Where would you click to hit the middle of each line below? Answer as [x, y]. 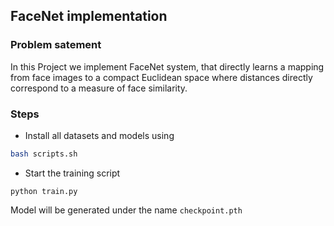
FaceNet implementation [89, 16]
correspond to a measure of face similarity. [99, 88]
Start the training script [72, 173]
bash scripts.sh [44, 154]
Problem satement [56, 45]
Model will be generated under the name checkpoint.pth [126, 210]
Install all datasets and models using [99, 135]
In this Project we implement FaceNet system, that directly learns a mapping [167, 66]
